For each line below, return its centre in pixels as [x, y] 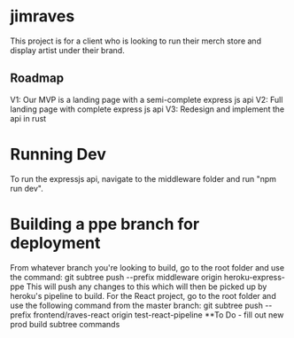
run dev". [27, 188]
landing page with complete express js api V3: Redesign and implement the [147, 109]
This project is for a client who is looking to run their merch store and [136, 41]
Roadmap [37, 79]
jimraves [43, 16]
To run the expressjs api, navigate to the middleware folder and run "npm [143, 178]
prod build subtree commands [65, 324]
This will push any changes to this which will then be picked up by [147, 287]
